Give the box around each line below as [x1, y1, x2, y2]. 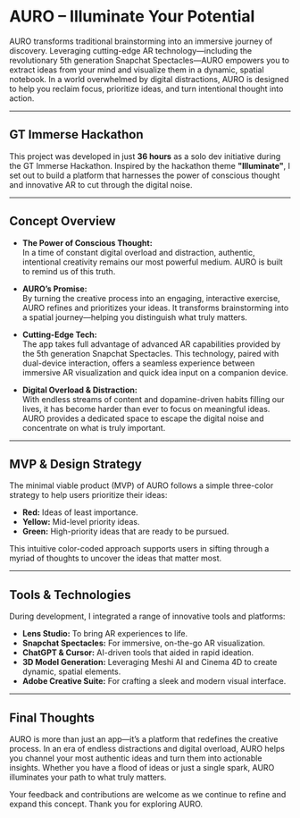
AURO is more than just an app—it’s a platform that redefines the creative [9, 734, 279, 744]
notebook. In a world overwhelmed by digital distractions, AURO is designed [9, 73, 289, 84]
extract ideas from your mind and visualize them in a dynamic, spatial [9, 64, 265, 75]
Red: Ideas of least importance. [21, 507, 138, 518]
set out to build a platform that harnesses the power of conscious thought [9, 170, 280, 181]
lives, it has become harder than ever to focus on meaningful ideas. [21, 403, 271, 414]
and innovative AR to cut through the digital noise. [9, 179, 193, 190]
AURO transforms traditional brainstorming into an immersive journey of [9, 36, 273, 46]
